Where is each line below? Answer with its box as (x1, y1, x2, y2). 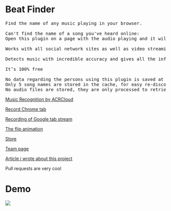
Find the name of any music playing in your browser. (5, 20, 142, 26)
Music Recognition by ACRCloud (5, 96, 74, 102)
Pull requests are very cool (5, 165, 62, 171)
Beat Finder (5, 4, 55, 15)
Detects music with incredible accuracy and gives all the (5, 56, 156, 62)
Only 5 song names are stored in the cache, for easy (5, 82, 142, 87)
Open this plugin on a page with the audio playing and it (5, 36, 156, 41)
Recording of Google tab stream (5, 116, 73, 122)
